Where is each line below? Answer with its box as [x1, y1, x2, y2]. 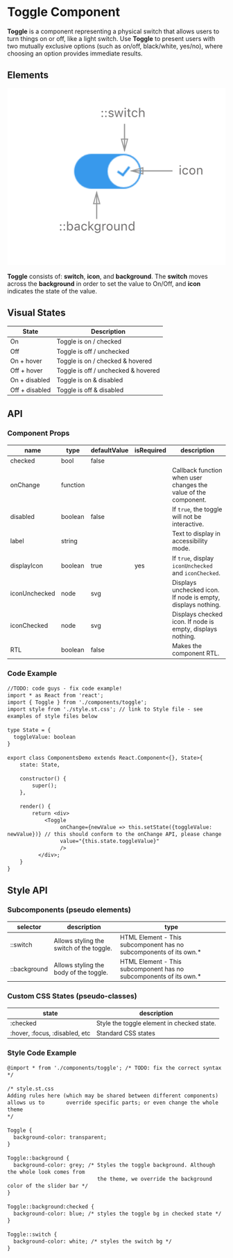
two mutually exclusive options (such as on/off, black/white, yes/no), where [7, 42, 223, 50]
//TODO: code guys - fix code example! [7, 685, 123, 692]
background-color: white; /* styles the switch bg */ [13, 1238, 172, 1246]
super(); [32, 782, 58, 790]
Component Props [7, 428, 70, 438]
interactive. [172, 520, 205, 528]
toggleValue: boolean [13, 733, 76, 741]
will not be [172, 513, 202, 521]
